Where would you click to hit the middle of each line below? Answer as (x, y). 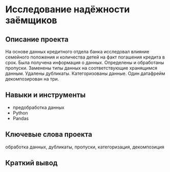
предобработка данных (39, 107)
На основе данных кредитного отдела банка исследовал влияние (77, 52)
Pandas (21, 118)
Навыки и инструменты (46, 95)
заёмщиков (31, 20)
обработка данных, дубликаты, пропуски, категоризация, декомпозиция (85, 147)
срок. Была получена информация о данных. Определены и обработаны (85, 62)
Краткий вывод (31, 163)
